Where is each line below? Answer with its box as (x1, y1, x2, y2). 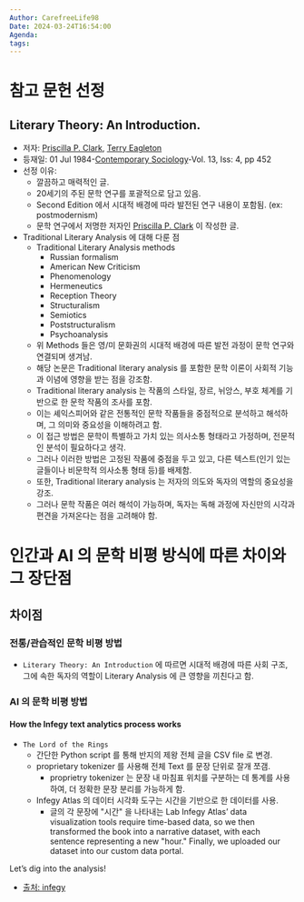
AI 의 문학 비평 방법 (9, 696, 88, 708)
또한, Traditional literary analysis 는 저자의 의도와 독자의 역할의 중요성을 (35, 476, 294, 487)
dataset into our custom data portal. (49, 846, 184, 857)
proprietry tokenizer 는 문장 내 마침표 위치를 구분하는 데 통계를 (49, 772, 274, 783)
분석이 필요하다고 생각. (45, 442, 127, 453)
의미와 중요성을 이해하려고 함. (57, 419, 162, 430)
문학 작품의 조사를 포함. (69, 396, 152, 407)
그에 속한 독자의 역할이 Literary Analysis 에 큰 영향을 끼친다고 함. (22, 670, 254, 682)
